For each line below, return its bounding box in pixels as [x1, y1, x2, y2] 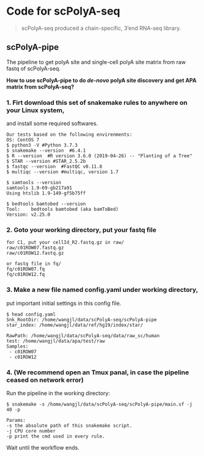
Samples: [6, 343, 29, 349]
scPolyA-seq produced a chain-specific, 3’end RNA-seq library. [21, 24, 181, 32]
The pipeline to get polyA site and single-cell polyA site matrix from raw [6, 58, 186, 65]
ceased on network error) [6, 376, 84, 384]
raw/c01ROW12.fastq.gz [6, 250, 64, 257]
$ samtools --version [6, 180, 62, 186]
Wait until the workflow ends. [6, 444, 79, 451]
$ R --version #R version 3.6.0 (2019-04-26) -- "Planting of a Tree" [6, 153, 192, 159]
